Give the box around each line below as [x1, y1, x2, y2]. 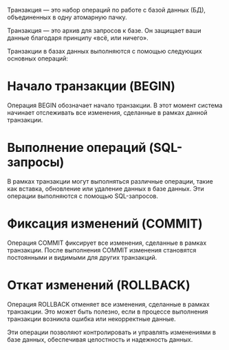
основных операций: [7, 54, 69, 63]
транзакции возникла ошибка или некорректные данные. [7, 314, 177, 322]
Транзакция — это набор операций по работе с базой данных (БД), [7, 6, 206, 14]
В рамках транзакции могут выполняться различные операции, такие [7, 177, 213, 185]
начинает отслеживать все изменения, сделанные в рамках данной [7, 108, 208, 116]
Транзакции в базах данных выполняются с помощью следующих [7, 47, 202, 55]
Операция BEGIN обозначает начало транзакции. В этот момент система [7, 101, 223, 109]
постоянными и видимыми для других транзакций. [7, 253, 157, 261]
